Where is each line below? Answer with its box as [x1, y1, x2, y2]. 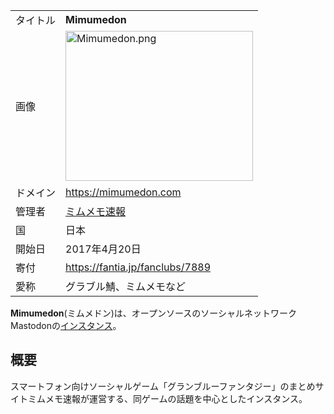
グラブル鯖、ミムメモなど [65, 280, 187, 293]
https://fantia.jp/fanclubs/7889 [65, 260, 212, 274]
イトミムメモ [10, 392, 63, 404]
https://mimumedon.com [65, 185, 182, 199]
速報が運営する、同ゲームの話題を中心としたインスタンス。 [62, 392, 308, 404]
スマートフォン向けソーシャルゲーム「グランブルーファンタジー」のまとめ [10, 380, 316, 392]
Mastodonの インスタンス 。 [10, 320, 122, 331]
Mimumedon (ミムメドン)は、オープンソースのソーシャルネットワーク [10, 307, 297, 319]
